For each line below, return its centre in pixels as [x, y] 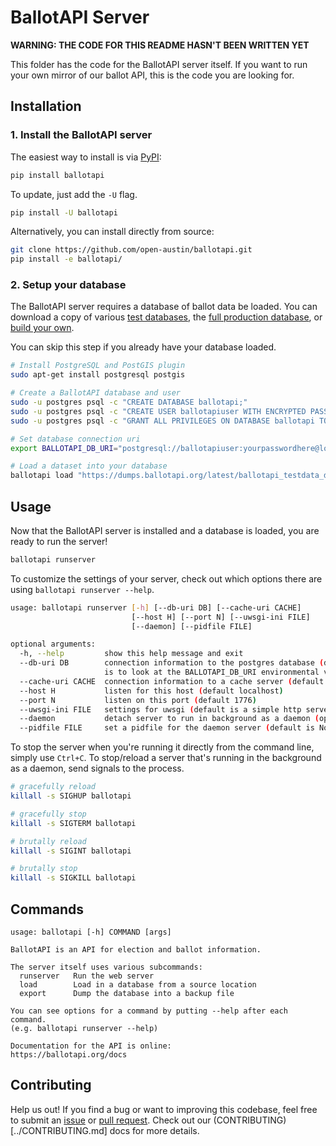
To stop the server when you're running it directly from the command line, [162, 747]
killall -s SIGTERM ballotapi [73, 823]
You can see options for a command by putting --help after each [149, 1011]
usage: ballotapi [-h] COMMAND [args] [91, 932]
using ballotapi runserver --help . [82, 589]
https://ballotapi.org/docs [69, 1055]
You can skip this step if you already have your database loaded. [143, 347]
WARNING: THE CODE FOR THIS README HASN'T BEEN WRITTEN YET [160, 45]
